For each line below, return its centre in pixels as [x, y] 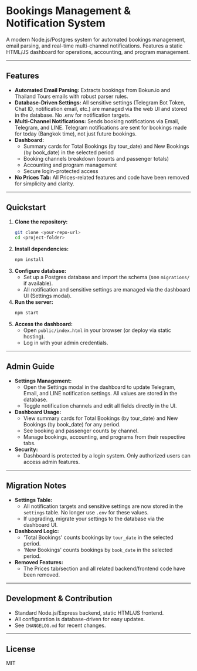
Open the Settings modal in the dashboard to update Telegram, [99, 387]
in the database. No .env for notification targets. [72, 115]
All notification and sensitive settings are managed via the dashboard [107, 290]
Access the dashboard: [44, 324]
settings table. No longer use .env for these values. [86, 512]
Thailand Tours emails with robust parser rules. [71, 96]
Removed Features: [39, 562]
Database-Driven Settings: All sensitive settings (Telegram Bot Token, [100, 102]
